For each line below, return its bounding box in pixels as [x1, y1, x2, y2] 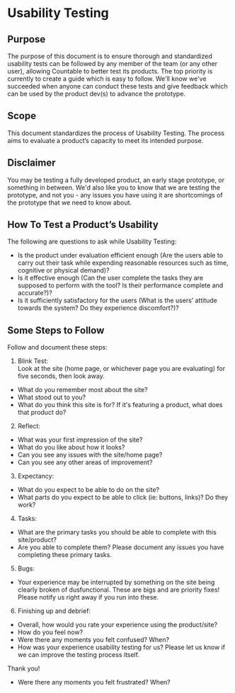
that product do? [17, 408, 67, 417]
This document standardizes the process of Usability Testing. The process [7, 129, 225, 137]
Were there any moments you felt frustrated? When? [17, 678, 171, 687]
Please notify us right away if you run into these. [17, 593, 159, 602]
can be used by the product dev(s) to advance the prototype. [7, 90, 186, 98]
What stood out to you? [17, 393, 86, 401]
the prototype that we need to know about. [7, 198, 132, 207]
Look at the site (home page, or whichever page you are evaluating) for [17, 365, 225, 373]
